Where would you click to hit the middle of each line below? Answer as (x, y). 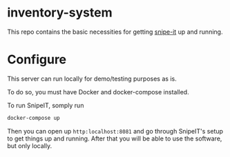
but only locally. (30, 145)
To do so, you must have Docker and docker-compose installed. (98, 92)
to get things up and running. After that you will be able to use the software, (115, 138)
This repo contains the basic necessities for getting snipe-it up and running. (115, 32)
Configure (37, 60)
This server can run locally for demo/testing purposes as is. (92, 78)
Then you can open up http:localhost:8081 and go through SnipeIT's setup (115, 131)
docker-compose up (33, 118)
